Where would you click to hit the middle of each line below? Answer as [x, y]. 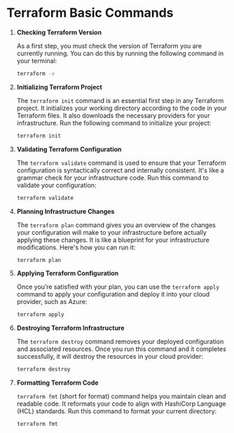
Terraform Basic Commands [90, 13]
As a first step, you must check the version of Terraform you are [109, 46]
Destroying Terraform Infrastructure [70, 328]
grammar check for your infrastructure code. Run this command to [113, 177]
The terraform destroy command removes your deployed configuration [120, 342]
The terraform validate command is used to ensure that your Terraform [122, 163]
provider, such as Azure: [52, 302]
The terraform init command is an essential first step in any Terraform [120, 100]
